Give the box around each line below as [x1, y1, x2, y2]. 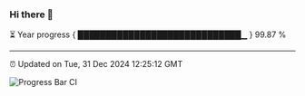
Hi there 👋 [9, 8, 54, 21]
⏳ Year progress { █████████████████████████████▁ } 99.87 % [9, 29, 287, 40]
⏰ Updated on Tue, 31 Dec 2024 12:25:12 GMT [9, 59, 183, 70]
